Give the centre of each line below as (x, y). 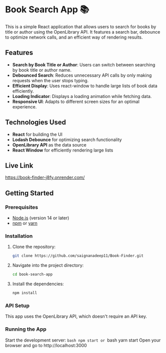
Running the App (26, 329)
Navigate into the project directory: (48, 265)
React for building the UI (37, 134)
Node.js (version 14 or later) (41, 218)
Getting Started (29, 193)
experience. (25, 106)
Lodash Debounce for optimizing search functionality (67, 140)
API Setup (17, 305)
